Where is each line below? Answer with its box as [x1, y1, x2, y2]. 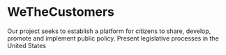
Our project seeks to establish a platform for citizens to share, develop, [7, 27, 211, 35]
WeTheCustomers [7, 4, 115, 20]
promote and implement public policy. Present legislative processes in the [7, 34, 220, 42]
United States [7, 41, 47, 49]
